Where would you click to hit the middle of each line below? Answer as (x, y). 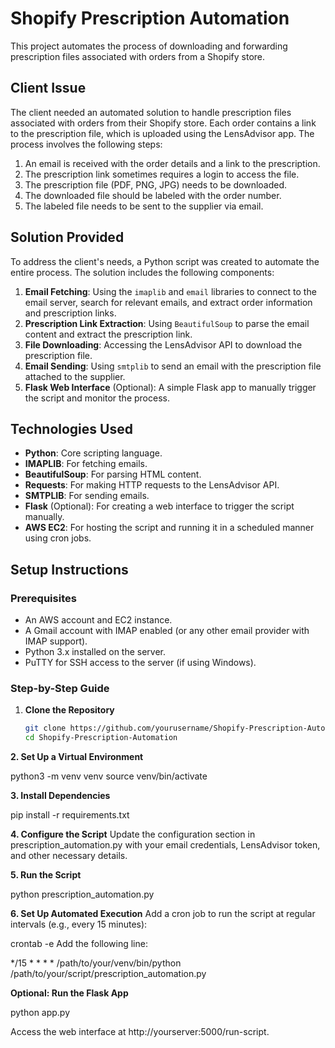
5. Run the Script (46, 875)
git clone (45, 728)
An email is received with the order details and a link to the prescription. (172, 163)
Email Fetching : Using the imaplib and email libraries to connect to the (170, 291)
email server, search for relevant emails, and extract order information (168, 302)
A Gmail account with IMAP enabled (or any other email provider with (167, 631)
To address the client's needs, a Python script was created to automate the (165, 261)
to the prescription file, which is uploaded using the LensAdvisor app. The (162, 133)
